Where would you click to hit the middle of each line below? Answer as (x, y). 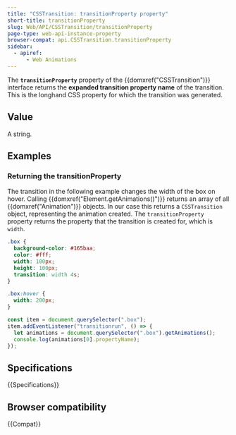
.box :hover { (26, 294)
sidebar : (20, 47)
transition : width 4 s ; (47, 275)
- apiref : (28, 54)
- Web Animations (51, 60)
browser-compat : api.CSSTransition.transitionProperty (89, 40)
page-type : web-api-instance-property (64, 33)
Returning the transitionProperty (64, 176)
